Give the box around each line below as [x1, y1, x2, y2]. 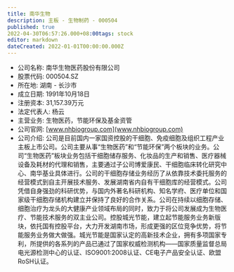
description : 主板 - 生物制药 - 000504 [7, 17, 118, 24]
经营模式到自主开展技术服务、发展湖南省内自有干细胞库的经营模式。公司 [17, 178, 227, 186]
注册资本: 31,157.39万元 [17, 99, 84, 106]
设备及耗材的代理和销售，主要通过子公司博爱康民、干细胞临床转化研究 [17, 160, 221, 168]
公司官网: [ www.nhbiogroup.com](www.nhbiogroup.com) [17, 125, 183, 133]
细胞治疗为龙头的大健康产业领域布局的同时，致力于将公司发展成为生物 [17, 204, 221, 212]
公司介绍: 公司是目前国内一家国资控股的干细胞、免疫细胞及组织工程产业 [17, 134, 225, 142]
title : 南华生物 [7, 10, 51, 18]
